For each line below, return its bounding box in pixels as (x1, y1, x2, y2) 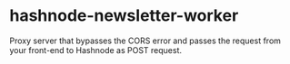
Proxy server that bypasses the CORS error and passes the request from (9, 35, 282, 46)
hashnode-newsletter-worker (9, 5, 239, 26)
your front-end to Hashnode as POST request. (9, 44, 183, 55)
